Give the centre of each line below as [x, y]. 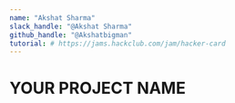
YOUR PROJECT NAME [98, 88]
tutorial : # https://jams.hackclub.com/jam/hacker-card [117, 43]
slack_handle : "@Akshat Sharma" [71, 26]
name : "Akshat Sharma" [52, 18]
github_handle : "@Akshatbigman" [71, 35]
